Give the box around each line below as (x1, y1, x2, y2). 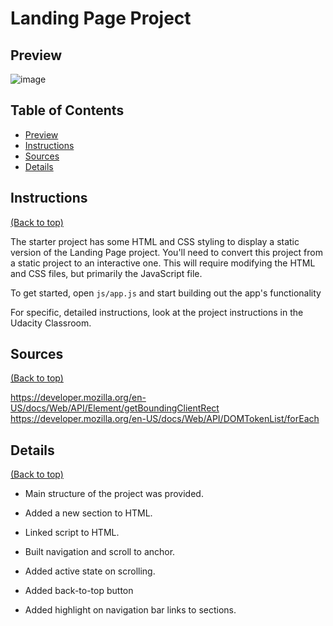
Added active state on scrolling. (24, 565, 156, 577)
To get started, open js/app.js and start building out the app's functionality (10, 287, 322, 299)
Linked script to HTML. (24, 527, 120, 539)
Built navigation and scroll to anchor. (24, 546, 176, 558)
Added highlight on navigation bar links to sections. (24, 604, 237, 616)
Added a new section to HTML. (24, 507, 153, 519)
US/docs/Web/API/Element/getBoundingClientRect (10, 402, 220, 414)
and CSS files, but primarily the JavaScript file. (10, 267, 203, 279)
